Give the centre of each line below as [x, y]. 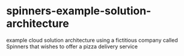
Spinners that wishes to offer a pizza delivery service [72, 46]
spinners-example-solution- [79, 11]
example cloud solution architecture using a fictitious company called [92, 40]
